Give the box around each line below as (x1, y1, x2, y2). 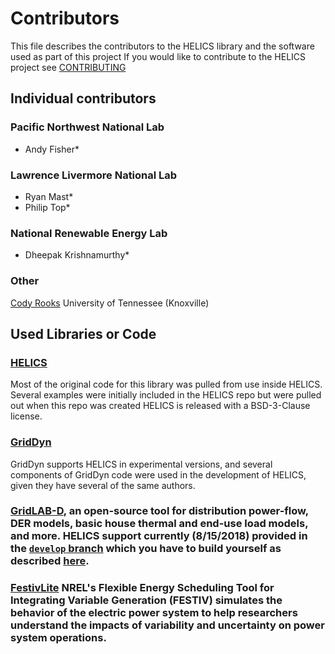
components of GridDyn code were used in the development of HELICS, (10, 468, 307, 481)
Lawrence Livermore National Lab (10, 168, 178, 182)
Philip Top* (24, 201, 71, 213)
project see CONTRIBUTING (10, 61, 127, 73)
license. (10, 410, 43, 422)
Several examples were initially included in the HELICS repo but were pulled (10, 389, 322, 401)
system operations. (10, 631, 107, 645)
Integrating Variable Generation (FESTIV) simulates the (10, 593, 283, 607)
